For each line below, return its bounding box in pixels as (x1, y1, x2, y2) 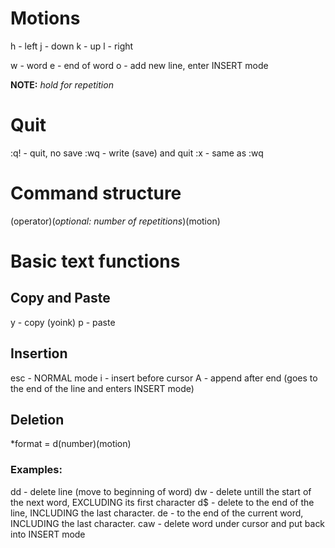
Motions (10, 7, 81, 30)
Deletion (10, 412, 65, 429)
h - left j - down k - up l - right (10, 40, 134, 52)
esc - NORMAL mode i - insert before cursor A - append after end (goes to (10, 372, 318, 384)
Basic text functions (10, 250, 181, 272)
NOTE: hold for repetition (10, 78, 114, 91)
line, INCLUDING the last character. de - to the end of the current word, (10, 507, 304, 519)
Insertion (10, 345, 68, 362)
